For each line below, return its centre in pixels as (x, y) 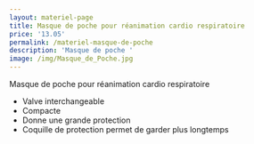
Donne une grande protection (76, 120)
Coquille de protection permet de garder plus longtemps (125, 129)
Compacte (41, 111)
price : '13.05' (37, 34)
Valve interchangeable (63, 101)
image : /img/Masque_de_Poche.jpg (71, 59)
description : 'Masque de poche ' (71, 51)
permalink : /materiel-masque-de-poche (81, 42)
